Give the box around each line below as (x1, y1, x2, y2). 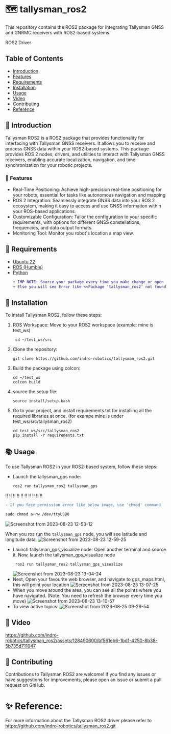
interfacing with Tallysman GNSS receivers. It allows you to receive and (5, 140, 155, 146)
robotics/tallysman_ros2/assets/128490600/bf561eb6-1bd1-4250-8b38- (5, 637, 158, 644)
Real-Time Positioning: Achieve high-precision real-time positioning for (12, 186, 162, 192)
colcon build (12, 380, 41, 385)
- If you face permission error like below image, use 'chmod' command (5, 503, 161, 508)
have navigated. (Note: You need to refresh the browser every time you (12, 592, 162, 598)
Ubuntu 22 (12, 258, 36, 264)
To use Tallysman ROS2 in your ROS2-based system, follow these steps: (5, 463, 158, 470)
